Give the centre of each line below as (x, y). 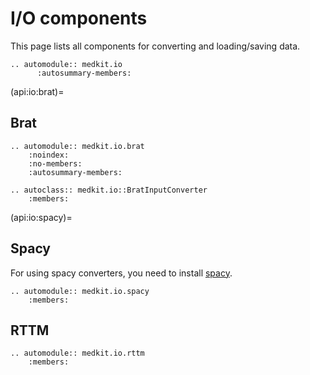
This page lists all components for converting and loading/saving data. (155, 46)
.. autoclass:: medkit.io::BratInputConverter (109, 190)
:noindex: (49, 155)
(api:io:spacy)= (41, 217)
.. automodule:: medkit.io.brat (77, 146)
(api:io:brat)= (37, 91)
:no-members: (55, 163)
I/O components (79, 18)
